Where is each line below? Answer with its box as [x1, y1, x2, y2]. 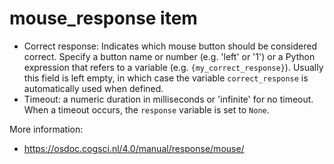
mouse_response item [9, 7, 198, 30]
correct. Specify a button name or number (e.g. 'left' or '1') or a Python [23, 50, 316, 62]
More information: [9, 123, 84, 135]
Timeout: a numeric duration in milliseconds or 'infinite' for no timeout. [23, 93, 314, 105]
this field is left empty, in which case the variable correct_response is [23, 72, 309, 84]
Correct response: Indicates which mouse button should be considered [23, 40, 318, 52]
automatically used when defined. [23, 82, 164, 94]
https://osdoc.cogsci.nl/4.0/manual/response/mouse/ [23, 142, 245, 154]
